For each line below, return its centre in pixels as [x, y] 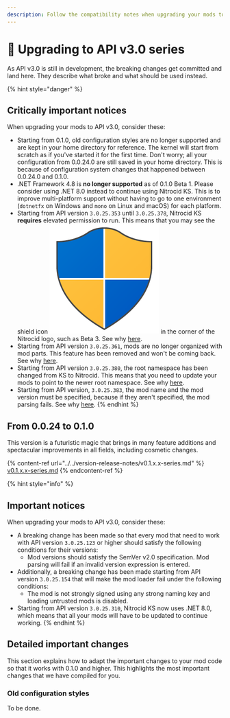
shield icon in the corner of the [116, 332]
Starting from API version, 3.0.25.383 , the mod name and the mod [110, 390]
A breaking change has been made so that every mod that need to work [118, 535]
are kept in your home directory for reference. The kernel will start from [118, 148]
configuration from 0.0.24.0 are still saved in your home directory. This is [119, 162]
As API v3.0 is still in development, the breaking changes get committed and [115, 68]
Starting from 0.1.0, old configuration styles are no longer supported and [119, 140]
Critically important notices [67, 110]
